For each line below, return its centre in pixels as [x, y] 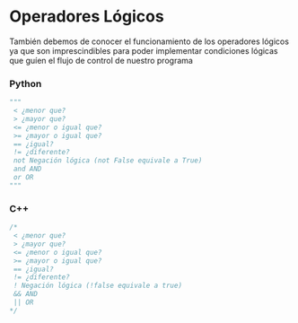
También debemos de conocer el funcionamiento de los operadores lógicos [149, 41]
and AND [27, 169]
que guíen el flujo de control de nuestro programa [101, 60]
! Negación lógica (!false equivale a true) [97, 286]
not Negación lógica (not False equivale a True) [108, 161]
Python [26, 83]
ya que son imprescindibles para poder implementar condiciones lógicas [144, 50]
